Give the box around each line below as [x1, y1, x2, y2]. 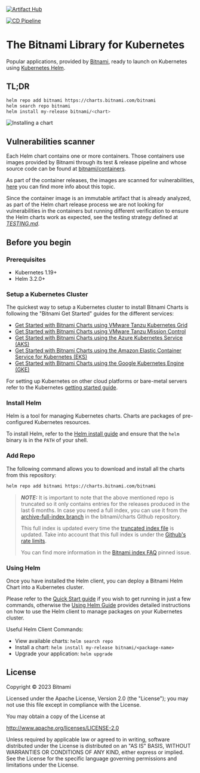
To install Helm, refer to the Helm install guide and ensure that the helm [6, 430, 180, 437]
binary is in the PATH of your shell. [6, 437, 88, 444]
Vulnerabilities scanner [6, 136, 96, 146]
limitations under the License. [6, 761, 79, 768]
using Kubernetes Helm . [6, 64, 66, 71]
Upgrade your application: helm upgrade [14, 650, 113, 657]
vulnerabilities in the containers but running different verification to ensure [6, 207, 189, 214]
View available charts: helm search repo [14, 637, 113, 645]
